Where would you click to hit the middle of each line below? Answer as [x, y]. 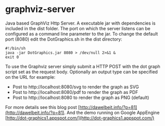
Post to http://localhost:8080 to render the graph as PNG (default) [81, 97]
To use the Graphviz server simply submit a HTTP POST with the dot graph [83, 66]
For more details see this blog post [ [43, 107]
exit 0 [12, 57]
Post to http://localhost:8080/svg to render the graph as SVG [76, 87]
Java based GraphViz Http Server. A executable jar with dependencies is [80, 23]
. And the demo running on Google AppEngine [112, 112]
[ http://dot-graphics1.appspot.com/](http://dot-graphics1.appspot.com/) [80, 118]
